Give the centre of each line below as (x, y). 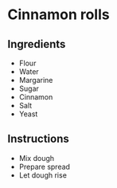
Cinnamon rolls (58, 15)
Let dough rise (43, 175)
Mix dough (37, 158)
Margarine (36, 80)
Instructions (38, 139)
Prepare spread (45, 166)
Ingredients (37, 44)
